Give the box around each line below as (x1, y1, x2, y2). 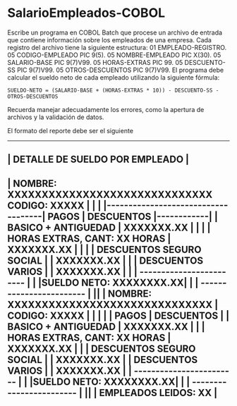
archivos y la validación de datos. (7, 113, 104, 121)
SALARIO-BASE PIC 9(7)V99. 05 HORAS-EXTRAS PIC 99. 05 (7, 58, 183, 66)
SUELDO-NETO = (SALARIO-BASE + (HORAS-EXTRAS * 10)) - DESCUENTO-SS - (7, 87, 219, 94)
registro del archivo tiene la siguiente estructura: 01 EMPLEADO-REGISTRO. (7, 43, 227, 51)
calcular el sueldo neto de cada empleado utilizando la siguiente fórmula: (7, 73, 220, 82)
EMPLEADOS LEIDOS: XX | (99, 386, 217, 399)
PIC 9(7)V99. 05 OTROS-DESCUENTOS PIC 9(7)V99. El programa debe (16, 66, 224, 74)
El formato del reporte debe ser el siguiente (7, 126, 134, 135)
